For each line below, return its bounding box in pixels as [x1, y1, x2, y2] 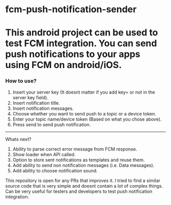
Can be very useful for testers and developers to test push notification [5, 188, 153, 194]
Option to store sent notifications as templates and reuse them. [12, 157, 145, 163]
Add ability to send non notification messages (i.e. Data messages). [12, 162, 155, 168]
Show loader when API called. [12, 151, 76, 157]
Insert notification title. [12, 100, 60, 106]
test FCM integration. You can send [5, 38, 157, 49]
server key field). [12, 94, 48, 100]
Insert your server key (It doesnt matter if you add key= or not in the [12, 89, 155, 95]
